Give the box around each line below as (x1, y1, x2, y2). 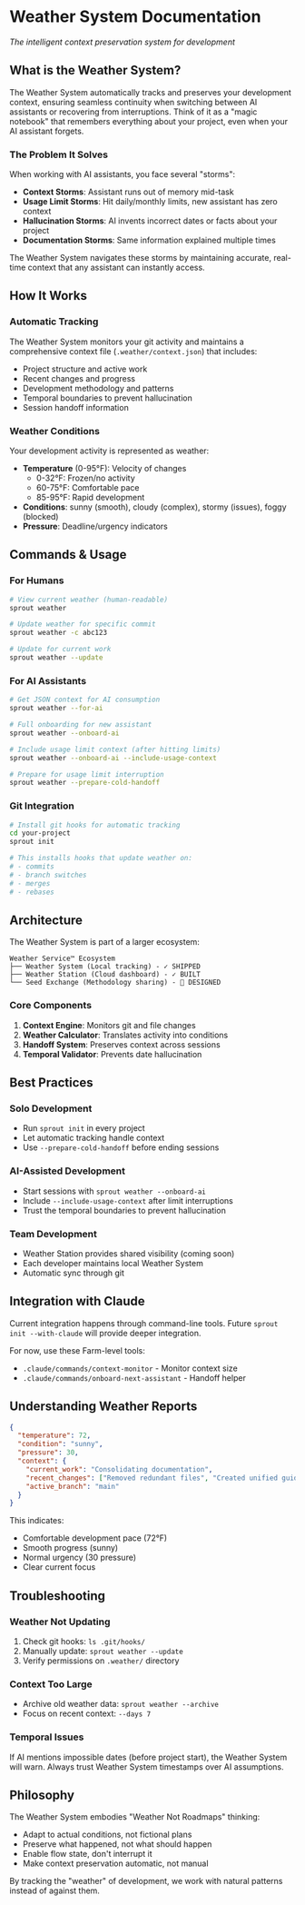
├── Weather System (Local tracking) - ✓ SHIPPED (9, 962, 202, 971)
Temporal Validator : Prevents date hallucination (22, 1048, 202, 1059)
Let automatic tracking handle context (22, 1133, 165, 1144)
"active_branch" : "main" (25, 1482, 120, 1491)
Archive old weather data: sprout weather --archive (22, 1699, 220, 1710)
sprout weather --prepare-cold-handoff (9, 779, 161, 788)
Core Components (9, 999, 93, 1012)
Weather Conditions (9, 424, 100, 437)
